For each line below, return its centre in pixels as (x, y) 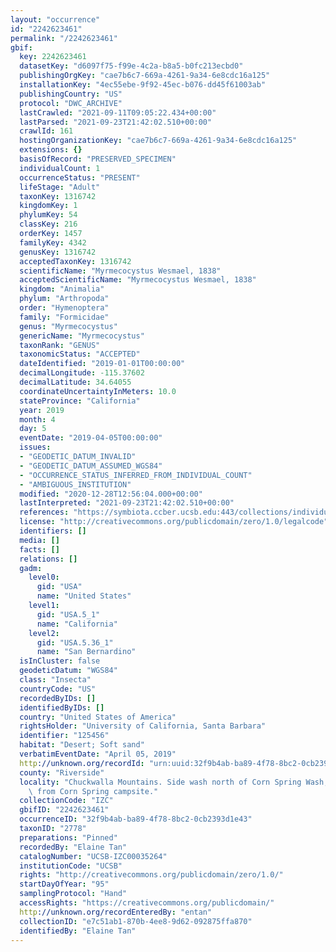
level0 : (44, 577)
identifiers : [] (53, 531)
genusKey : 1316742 (58, 252)
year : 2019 (42, 410)
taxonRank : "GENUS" (60, 345)
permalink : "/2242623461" (64, 38)
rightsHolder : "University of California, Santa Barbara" (143, 726)
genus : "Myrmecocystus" (68, 326)
